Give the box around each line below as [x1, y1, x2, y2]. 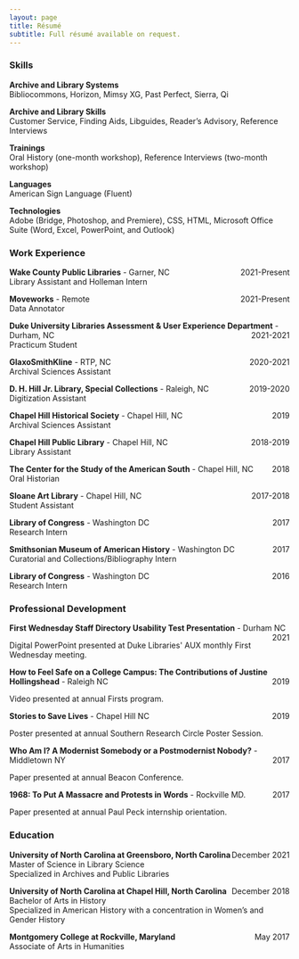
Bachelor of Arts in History [9, 895, 107, 905]
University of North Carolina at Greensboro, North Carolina [9, 849, 231, 860]
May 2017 [254, 931, 290, 942]
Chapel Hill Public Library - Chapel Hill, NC [9, 436, 168, 447]
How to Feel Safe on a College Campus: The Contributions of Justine [9, 666, 269, 678]
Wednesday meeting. [9, 649, 87, 660]
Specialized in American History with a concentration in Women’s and [9, 905, 264, 915]
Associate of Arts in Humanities [9, 940, 125, 951]
